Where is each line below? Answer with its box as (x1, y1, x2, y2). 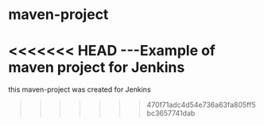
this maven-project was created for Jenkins (8, 85, 151, 94)
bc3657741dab (146, 108, 196, 118)
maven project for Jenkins (8, 59, 185, 77)
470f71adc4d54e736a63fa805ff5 (146, 100, 256, 110)
